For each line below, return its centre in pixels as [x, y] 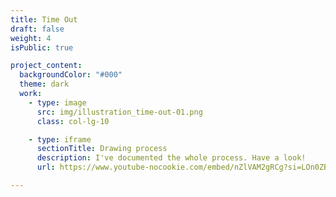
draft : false [37, 29]
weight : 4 [31, 38]
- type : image [57, 102]
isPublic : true [42, 47]
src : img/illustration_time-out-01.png [119, 112]
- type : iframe [60, 139]
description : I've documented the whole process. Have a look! [171, 158]
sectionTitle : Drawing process [102, 149]
